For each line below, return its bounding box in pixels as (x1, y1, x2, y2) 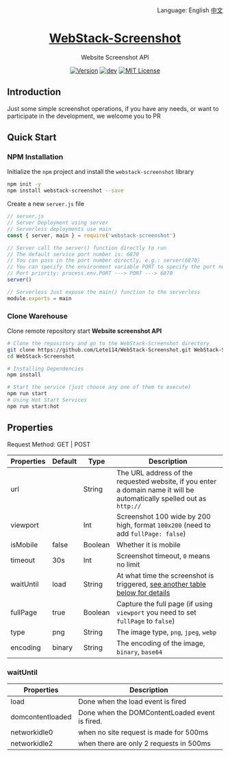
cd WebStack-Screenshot (7, 353, 75, 360)
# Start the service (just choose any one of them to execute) (7, 384, 192, 391)
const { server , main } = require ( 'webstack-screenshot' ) (7, 232, 176, 239)
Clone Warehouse (7, 311, 68, 321)
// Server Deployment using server (7, 219, 109, 227)
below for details (116, 588, 170, 597)
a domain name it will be (116, 485, 194, 495)
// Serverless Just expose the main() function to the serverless (7, 288, 201, 295)
